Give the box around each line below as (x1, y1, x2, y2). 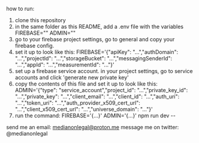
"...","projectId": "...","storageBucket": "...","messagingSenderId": (14, 55, 173, 62)
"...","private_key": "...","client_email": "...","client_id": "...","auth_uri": (14, 93, 180, 100)
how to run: (6, 5, 35, 12)
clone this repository (14, 17, 66, 23)
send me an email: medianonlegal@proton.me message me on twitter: (6, 124, 179, 130)
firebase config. (14, 42, 55, 49)
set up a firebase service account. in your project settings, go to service (14, 68, 193, 74)
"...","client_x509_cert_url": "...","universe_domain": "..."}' (14, 106, 153, 112)
